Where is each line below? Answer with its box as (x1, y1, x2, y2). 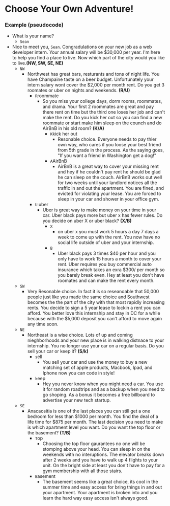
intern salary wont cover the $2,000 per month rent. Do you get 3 (27, 82, 165, 88)
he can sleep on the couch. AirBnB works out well (58, 174, 162, 181)
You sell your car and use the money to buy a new (42, 359, 148, 365)
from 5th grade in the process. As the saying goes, (58, 147, 164, 153)
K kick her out (50, 131, 77, 137)
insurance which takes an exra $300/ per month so (58, 267, 165, 273)
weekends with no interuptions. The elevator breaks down (42, 451, 164, 458)
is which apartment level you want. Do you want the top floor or (27, 424, 161, 430)
